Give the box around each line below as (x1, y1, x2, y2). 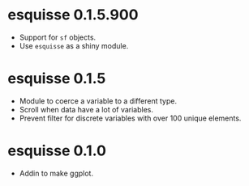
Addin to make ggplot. (19, 168, 94, 178)
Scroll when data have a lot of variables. (19, 104, 154, 114)
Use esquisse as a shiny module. (19, 40, 129, 50)
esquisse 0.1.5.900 (7, 6, 139, 24)
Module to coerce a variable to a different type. (19, 95, 178, 106)
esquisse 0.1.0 (7, 142, 107, 160)
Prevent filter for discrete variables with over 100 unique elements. (19, 113, 242, 123)
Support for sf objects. (19, 32, 97, 42)
